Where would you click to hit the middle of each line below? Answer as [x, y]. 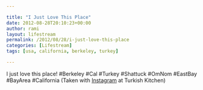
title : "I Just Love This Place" [49, 17]
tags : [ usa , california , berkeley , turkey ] [62, 51]
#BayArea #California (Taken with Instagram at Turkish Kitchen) [86, 80]
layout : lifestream [31, 34]
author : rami [23, 29]
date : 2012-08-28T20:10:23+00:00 [49, 23]
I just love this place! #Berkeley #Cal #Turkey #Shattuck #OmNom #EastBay [102, 74]
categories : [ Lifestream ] [39, 46]
